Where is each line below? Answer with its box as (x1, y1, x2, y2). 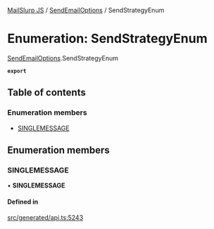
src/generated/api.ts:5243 (7, 213, 84, 221)
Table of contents (7, 87, 86, 99)
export (7, 67, 27, 75)
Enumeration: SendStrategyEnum (7, 31, 208, 47)
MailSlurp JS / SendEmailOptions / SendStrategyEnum (7, 6, 165, 14)
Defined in (7, 197, 39, 206)
